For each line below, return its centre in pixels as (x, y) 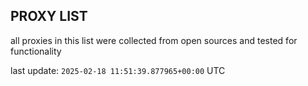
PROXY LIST (49, 16)
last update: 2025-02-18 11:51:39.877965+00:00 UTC (118, 70)
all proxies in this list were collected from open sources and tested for (154, 40)
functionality (36, 51)
